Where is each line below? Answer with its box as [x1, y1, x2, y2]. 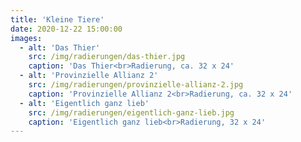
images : [10, 33, 43, 43]
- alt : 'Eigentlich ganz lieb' [19, 98, 150, 108]
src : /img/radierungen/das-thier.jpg [28, 52, 186, 62]
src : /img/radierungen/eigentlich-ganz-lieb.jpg [28, 107, 235, 118]
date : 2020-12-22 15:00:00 [10, 24, 123, 34]
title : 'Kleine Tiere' [10, 14, 105, 25]
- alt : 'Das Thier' [19, 42, 101, 53]
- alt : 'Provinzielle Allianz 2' [19, 71, 159, 81]
